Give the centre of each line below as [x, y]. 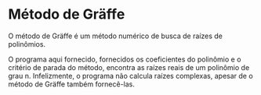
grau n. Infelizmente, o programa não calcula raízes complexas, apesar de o [130, 76]
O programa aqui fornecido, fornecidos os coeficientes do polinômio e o [125, 59]
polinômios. [27, 44]
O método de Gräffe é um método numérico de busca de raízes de [116, 36]
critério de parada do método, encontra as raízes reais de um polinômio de [129, 67]
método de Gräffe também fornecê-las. [71, 84]
